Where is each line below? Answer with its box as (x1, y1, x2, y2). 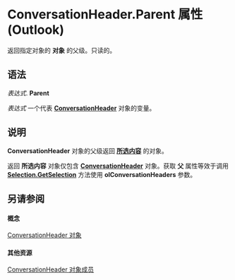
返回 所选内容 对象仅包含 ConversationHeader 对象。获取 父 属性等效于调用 (7, 162, 229, 170)
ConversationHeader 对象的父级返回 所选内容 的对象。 (7, 146, 168, 155)
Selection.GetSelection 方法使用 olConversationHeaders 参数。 (7, 170, 197, 178)
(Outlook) (7, 22, 65, 38)
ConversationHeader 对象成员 (7, 265, 95, 274)
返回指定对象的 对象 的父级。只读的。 (7, 46, 116, 54)
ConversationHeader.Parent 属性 (7, 6, 203, 23)
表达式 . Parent (7, 89, 49, 97)
